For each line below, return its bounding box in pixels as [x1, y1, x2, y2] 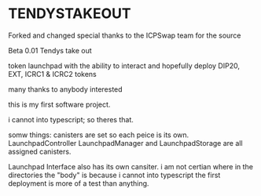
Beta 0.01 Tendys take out [8, 45, 92, 55]
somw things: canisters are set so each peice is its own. [8, 130, 189, 140]
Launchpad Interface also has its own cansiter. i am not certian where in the [8, 162, 254, 171]
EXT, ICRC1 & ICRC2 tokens [8, 69, 97, 78]
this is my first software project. [8, 100, 111, 109]
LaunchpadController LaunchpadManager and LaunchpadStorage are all [8, 138, 243, 147]
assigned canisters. [8, 147, 72, 156]
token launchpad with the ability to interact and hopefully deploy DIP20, [8, 60, 240, 71]
